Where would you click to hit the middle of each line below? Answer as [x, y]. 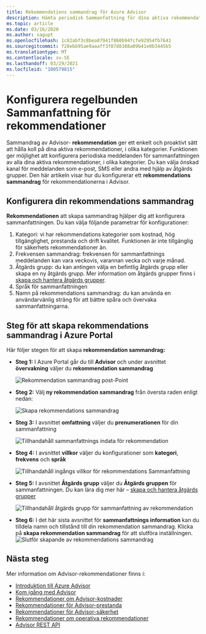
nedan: [24, 398]
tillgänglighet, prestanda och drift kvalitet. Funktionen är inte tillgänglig [104, 241]
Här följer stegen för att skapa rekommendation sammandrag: [86, 350]
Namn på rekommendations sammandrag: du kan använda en [93, 293]
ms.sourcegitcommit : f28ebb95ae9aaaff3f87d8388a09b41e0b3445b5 [89, 47]
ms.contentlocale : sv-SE [38, 58]
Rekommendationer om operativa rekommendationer [82, 618]
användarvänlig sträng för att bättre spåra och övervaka [86, 300]
